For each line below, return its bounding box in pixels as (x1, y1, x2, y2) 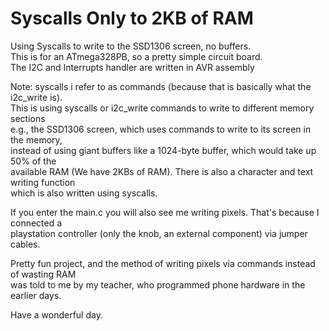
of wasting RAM (10, 268, 77, 280)
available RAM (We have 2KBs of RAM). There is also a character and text (10, 165, 314, 177)
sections (10, 112, 46, 124)
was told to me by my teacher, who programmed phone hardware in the (10, 278, 306, 291)
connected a (10, 217, 63, 229)
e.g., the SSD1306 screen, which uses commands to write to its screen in (10, 123, 312, 135)
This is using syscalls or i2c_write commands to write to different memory (10, 102, 315, 114)
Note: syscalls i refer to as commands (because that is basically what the (10, 80, 312, 92)
